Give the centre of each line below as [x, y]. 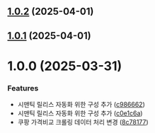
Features [23, 88]
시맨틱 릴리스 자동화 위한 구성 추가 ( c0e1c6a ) [80, 113]
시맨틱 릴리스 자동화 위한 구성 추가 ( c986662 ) [81, 105]
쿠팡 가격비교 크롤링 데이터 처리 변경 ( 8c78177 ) [83, 122]
